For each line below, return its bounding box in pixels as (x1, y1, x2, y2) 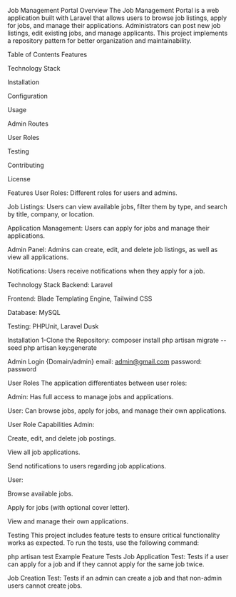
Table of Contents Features (7, 50, 88, 59)
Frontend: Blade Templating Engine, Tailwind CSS (7, 294, 153, 303)
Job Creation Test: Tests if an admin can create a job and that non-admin (7, 574, 222, 582)
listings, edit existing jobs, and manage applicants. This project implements (7, 29, 228, 37)
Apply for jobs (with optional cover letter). (7, 503, 130, 511)
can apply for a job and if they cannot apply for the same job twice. (7, 560, 205, 568)
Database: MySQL (7, 308, 61, 316)
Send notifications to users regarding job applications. (7, 462, 166, 470)
